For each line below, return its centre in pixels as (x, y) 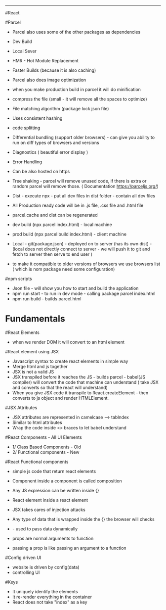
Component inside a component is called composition (67, 481)
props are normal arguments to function (53, 538)
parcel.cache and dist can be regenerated (55, 215)
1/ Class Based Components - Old (47, 447)
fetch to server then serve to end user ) (52, 254)
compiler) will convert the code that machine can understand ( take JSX (85, 382)
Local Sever (24, 51)
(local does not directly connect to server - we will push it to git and (81, 249)
